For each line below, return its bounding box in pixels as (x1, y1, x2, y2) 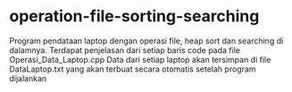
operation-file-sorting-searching (9, 6, 260, 27)
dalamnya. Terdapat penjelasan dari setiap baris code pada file (9, 44, 241, 55)
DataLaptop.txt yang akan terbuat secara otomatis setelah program (9, 64, 256, 74)
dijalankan (9, 73, 47, 83)
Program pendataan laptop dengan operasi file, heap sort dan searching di (9, 35, 284, 46)
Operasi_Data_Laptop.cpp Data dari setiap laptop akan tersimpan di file (9, 54, 271, 65)
